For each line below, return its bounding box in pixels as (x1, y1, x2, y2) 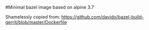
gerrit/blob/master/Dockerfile (5, 19, 68, 25)
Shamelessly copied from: (5, 14, 60, 19)
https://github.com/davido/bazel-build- (61, 14, 144, 19)
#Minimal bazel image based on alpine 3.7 (5, 4, 94, 10)
